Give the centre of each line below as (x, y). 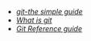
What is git (34, 20)
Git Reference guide (49, 29)
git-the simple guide (49, 12)
